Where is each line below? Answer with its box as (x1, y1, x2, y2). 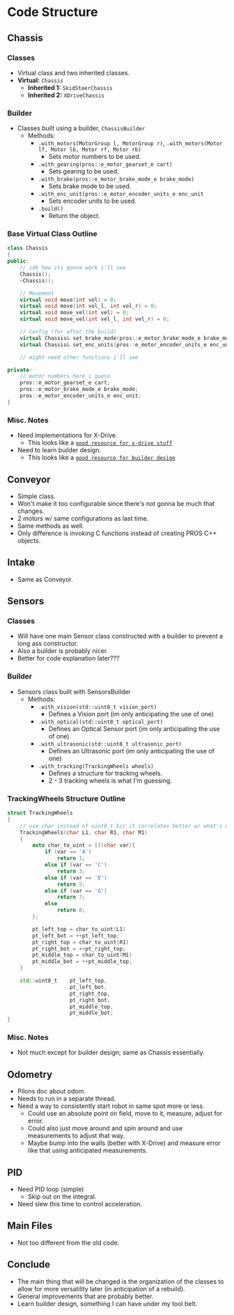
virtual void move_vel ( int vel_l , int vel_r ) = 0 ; (19, 316, 170, 323)
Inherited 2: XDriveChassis (27, 91, 104, 99)
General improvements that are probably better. (17, 1292, 154, 1300)
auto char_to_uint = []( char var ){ (32, 842, 136, 849)
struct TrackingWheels (7, 810, 73, 817)
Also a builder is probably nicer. (17, 647, 109, 655)
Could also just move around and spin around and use (27, 1124, 183, 1132)
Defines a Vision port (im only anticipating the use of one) (48, 709, 214, 718)
